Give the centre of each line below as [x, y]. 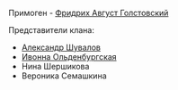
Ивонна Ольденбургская [69, 57]
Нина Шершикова [55, 66]
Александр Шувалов [61, 47]
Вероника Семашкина [64, 76]
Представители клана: [52, 30]
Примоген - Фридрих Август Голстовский [89, 13]
